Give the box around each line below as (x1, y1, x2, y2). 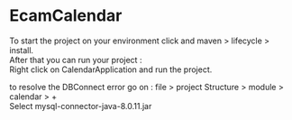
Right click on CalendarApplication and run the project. (9, 64, 213, 75)
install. (9, 44, 34, 55)
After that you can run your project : (9, 54, 142, 65)
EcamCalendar (9, 5, 123, 26)
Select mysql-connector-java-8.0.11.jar (9, 100, 152, 111)
